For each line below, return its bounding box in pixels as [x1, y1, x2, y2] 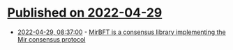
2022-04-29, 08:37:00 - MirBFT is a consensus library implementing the [17, 28, 226, 36]
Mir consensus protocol [17, 35, 86, 43]
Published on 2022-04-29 [7, 5, 163, 21]
